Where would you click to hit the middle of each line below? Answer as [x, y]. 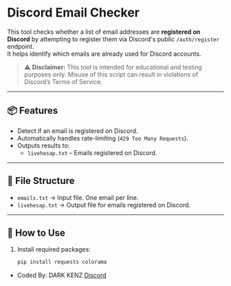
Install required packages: [54, 249]
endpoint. [21, 46]
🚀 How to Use [36, 233]
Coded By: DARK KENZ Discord [62, 275]
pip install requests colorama [62, 262]
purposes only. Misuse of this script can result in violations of [111, 74]
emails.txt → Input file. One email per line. [78, 197]
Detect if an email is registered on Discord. [77, 131]
